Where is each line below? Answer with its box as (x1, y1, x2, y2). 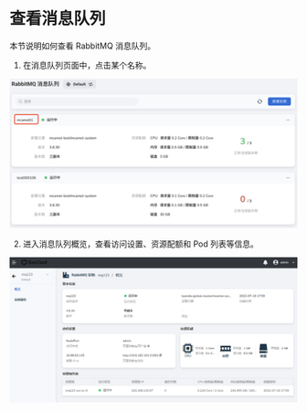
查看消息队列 (9, 8, 107, 29)
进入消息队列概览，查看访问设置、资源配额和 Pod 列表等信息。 (22, 238, 259, 249)
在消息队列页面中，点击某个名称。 (22, 59, 152, 70)
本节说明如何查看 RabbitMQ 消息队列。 (9, 40, 156, 51)
